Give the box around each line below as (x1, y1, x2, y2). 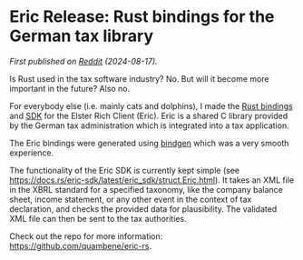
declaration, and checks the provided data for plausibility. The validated (9, 203, 278, 215)
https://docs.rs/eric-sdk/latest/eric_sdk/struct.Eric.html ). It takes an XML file (9, 175, 295, 185)
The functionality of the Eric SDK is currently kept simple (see (9, 165, 240, 175)
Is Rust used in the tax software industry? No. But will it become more (9, 73, 269, 84)
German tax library (9, 25, 154, 46)
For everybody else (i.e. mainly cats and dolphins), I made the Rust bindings (9, 100, 293, 111)
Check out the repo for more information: (9, 230, 163, 242)
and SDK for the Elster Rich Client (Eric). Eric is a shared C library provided (9, 110, 288, 121)
